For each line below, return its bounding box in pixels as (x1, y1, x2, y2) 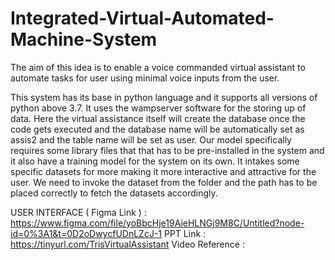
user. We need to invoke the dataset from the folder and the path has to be (10, 176, 318, 188)
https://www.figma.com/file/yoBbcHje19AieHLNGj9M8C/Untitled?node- (10, 217, 305, 229)
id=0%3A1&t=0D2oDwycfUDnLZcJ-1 (10, 227, 163, 239)
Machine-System (10, 28, 158, 51)
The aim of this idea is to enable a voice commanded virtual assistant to (10, 61, 306, 73)
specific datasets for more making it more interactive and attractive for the (10, 165, 317, 177)
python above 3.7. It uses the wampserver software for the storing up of (10, 102, 307, 114)
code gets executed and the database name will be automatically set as (10, 123, 305, 135)
